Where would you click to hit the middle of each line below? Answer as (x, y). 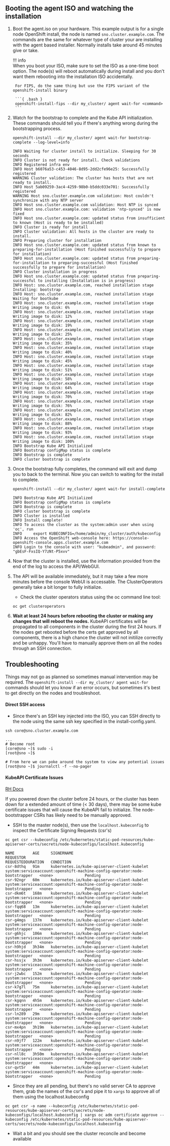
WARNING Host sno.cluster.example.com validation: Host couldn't (83, 196)
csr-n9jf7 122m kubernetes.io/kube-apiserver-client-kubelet (77, 1041)
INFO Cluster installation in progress (55, 272)
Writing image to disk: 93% (42, 432)
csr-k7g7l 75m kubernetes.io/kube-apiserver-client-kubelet (77, 987)
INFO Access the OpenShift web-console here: (61, 538)
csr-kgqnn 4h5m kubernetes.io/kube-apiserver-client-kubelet (77, 1001)
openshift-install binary (40, 90)
